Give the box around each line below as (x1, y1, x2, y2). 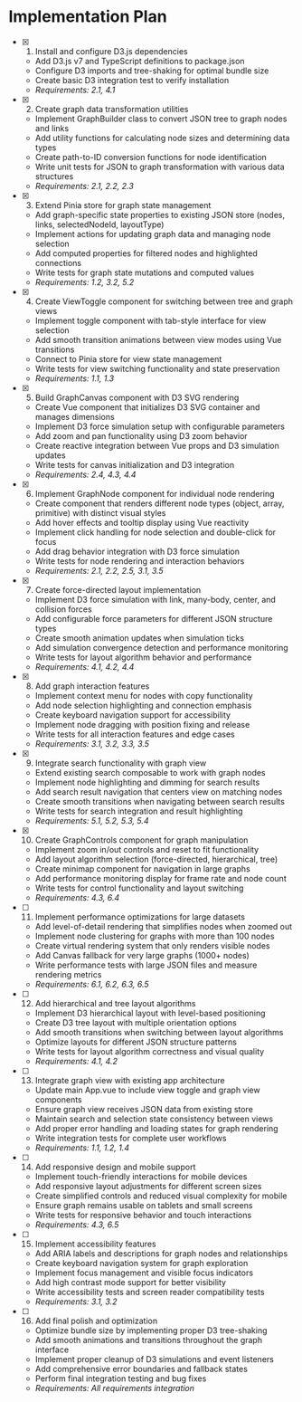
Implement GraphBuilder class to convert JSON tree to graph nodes (34, 113, 288, 124)
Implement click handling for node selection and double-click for (34, 527, 277, 538)
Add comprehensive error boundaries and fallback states (34, 1363, 248, 1374)
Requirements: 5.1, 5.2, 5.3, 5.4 (34, 815, 149, 825)
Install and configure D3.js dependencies (34, 45, 188, 56)
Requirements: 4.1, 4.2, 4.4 (34, 661, 135, 672)
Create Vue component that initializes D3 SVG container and (34, 401, 260, 413)
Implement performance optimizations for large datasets (34, 911, 246, 922)
